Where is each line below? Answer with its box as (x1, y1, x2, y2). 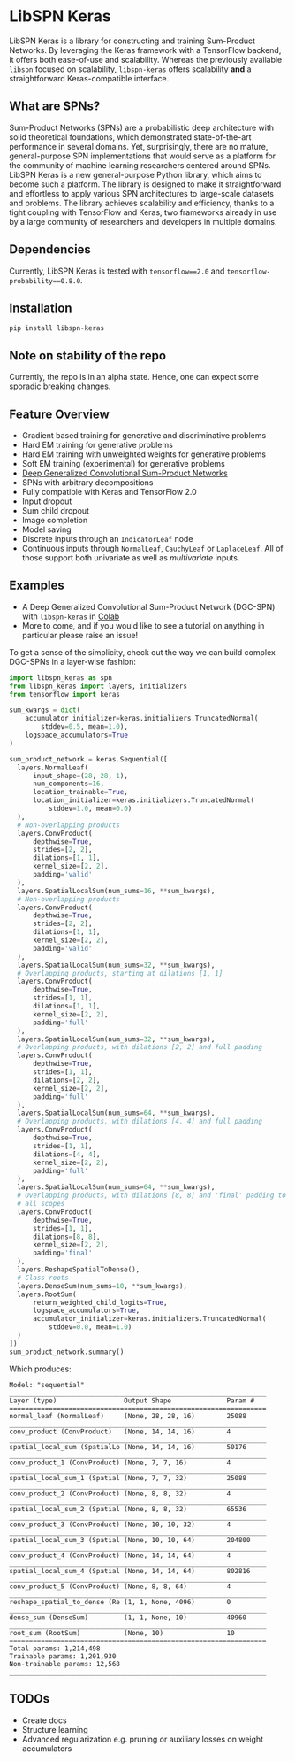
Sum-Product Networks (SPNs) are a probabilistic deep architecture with (9, 122, 275, 133)
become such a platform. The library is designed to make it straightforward (9, 179, 282, 189)
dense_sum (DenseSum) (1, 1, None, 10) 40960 (9, 1613, 247, 1622)
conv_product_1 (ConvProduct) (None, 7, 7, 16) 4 (9, 1458, 231, 1467)
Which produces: (9, 1363, 72, 1374)
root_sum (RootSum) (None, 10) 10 (9, 1628, 236, 1637)
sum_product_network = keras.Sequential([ (9, 754, 168, 763)
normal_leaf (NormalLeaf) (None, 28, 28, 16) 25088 (9, 1411, 247, 1420)
